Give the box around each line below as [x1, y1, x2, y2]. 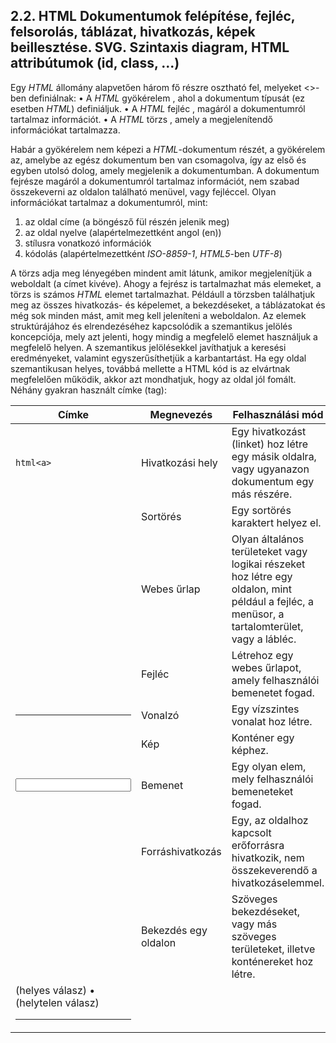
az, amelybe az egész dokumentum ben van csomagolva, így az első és [10, 154, 307, 166]
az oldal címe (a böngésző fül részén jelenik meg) [24, 215, 230, 228]
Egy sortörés [231, 503, 292, 517]
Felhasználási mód [232, 407, 324, 421]
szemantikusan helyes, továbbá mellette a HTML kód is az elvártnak [10, 362, 291, 374]
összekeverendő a [231, 863, 318, 877]
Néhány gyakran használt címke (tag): [10, 384, 167, 396]
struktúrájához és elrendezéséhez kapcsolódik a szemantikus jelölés [10, 320, 293, 332]
